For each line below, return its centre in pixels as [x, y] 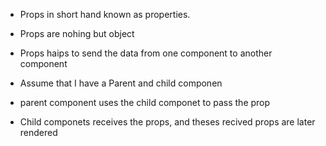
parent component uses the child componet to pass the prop [145, 102]
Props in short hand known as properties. [105, 14]
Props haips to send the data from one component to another [146, 53]
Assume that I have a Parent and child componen [121, 83]
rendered [38, 132]
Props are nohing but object [77, 33]
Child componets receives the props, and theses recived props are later [167, 122]
